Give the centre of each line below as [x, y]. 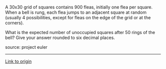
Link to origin [19, 61]
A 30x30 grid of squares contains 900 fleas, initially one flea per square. [79, 7]
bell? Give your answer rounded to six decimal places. [60, 37]
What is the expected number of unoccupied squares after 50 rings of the [80, 32]
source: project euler [26, 47]
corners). [15, 23]
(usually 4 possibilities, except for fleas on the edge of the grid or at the [78, 17]
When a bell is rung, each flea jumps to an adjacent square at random [76, 12]
